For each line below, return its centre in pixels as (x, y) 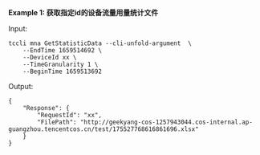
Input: (18, 29)
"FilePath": (57, 122)
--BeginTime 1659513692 (63, 71)
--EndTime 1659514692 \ (63, 51)
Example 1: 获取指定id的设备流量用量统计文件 (83, 12)
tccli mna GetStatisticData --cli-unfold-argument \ (100, 43)
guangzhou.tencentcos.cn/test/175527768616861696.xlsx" (104, 129)
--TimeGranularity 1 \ (61, 64)
